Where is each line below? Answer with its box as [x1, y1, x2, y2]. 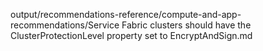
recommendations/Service [10, 19, 120, 31]
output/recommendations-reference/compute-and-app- [10, 9, 242, 20]
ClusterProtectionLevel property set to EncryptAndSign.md [10, 30, 253, 41]
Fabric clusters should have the [121, 19, 252, 31]
